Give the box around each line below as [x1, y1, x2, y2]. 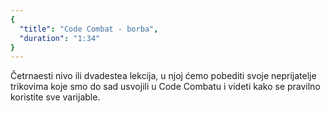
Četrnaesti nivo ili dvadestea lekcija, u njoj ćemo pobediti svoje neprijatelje [10, 70, 317, 82]
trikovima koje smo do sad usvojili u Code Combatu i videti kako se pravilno [10, 81, 321, 93]
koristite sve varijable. [10, 91, 101, 103]
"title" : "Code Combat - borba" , [19, 24, 159, 34]
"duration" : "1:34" [19, 33, 101, 43]
